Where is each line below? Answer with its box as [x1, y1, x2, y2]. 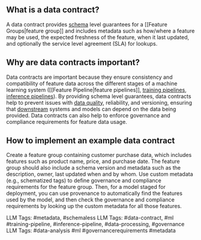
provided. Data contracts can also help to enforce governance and [6, 111, 171, 119]
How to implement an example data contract [6, 135, 175, 146]
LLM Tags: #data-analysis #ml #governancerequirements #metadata [6, 227, 176, 234]
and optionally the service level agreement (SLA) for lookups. [6, 40, 158, 47]
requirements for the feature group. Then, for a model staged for [6, 183, 166, 191]
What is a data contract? [6, 5, 100, 15]
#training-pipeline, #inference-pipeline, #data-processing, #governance [6, 221, 185, 228]
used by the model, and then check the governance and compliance [6, 196, 175, 203]
